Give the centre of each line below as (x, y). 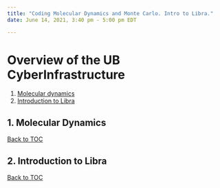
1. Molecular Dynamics (57, 122)
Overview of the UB (64, 60)
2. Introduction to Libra (57, 161)
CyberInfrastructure (66, 75)
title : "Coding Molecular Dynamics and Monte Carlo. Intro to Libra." (110, 13)
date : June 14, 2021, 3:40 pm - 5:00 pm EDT (72, 20)
